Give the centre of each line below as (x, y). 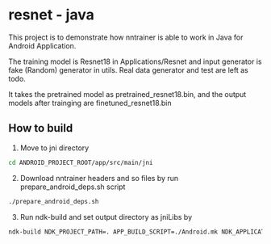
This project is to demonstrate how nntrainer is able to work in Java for (126, 37)
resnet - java (51, 15)
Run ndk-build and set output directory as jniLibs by (106, 217)
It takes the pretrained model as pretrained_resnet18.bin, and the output (127, 94)
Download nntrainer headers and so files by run (99, 178)
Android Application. (42, 45)
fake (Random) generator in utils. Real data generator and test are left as (128, 69)
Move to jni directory (54, 148)
